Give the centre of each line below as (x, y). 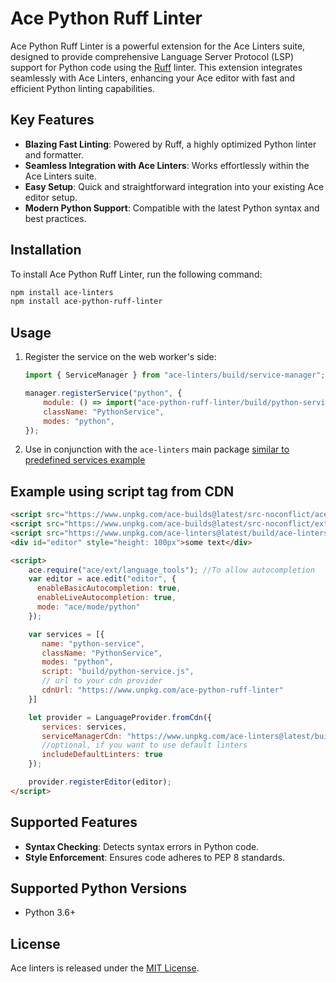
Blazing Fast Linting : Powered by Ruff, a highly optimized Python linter (170, 144)
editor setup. (51, 197)
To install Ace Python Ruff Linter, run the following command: (136, 274)
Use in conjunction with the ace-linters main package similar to (157, 449)
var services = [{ (66, 634)
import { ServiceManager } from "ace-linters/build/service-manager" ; (175, 375)
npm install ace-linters (62, 292)
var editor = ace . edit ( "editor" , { (102, 579)
